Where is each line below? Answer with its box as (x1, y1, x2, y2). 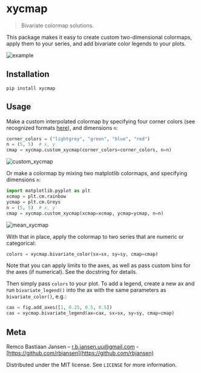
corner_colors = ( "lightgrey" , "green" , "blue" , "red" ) (6, 135, 150, 142)
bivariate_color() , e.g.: (6, 293, 67, 300)
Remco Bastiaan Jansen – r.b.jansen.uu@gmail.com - (6, 343, 139, 350)
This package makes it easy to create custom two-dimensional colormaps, (6, 33, 193, 41)
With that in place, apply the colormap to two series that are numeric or (6, 233, 184, 240)
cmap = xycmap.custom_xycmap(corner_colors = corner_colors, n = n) (6, 147, 172, 153)
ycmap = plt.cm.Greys (6, 199, 61, 205)
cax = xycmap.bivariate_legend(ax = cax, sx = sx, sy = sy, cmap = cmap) (6, 310, 174, 316)
